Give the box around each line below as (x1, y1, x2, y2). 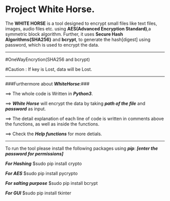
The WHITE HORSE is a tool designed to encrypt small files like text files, (5, 20, 157, 26)
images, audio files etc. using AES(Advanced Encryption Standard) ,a (5, 25, 151, 31)
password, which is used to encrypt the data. (5, 42, 100, 48)
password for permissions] (5, 150, 64, 156)
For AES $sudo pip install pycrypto (5, 170, 78, 176)
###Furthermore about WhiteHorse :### (5, 81, 90, 87)
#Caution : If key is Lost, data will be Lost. (5, 66, 93, 72)
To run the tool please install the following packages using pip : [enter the (5, 145, 158, 151)
